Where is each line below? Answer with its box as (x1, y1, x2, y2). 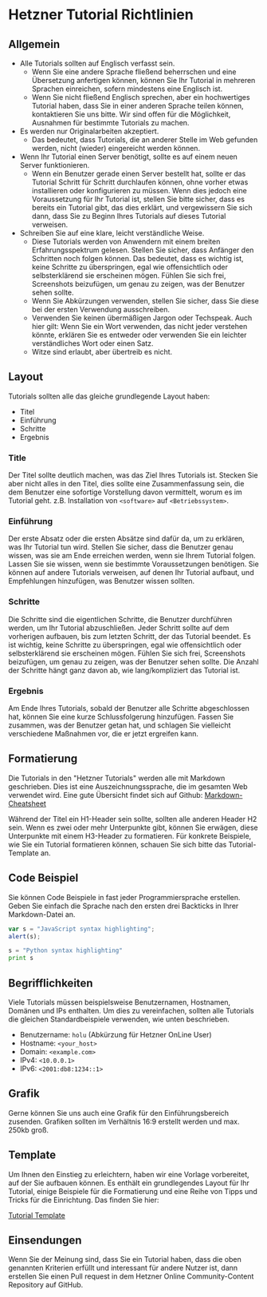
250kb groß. (8, 1124, 49, 1135)
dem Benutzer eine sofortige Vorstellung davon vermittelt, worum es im (8, 487, 242, 497)
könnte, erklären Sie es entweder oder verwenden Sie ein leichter (31, 330, 247, 339)
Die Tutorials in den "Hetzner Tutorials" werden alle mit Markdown (8, 773, 226, 783)
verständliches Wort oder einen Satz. (31, 339, 154, 348)
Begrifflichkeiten (8, 976, 93, 990)
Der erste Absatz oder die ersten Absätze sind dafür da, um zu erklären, (8, 533, 245, 544)
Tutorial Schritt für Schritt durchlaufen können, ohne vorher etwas (31, 177, 249, 187)
